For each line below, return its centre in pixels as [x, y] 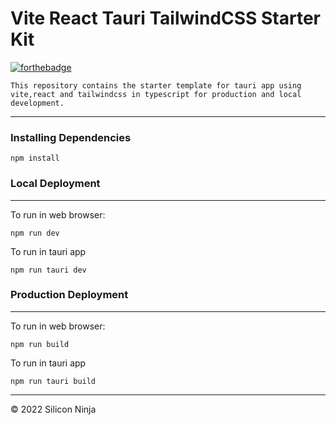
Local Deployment [55, 184]
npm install [35, 158]
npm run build [40, 344]
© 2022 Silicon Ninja [53, 409]
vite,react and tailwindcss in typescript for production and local [156, 94]
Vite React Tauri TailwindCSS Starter [166, 18]
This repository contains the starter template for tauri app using [156, 85]
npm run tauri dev [48, 270]
